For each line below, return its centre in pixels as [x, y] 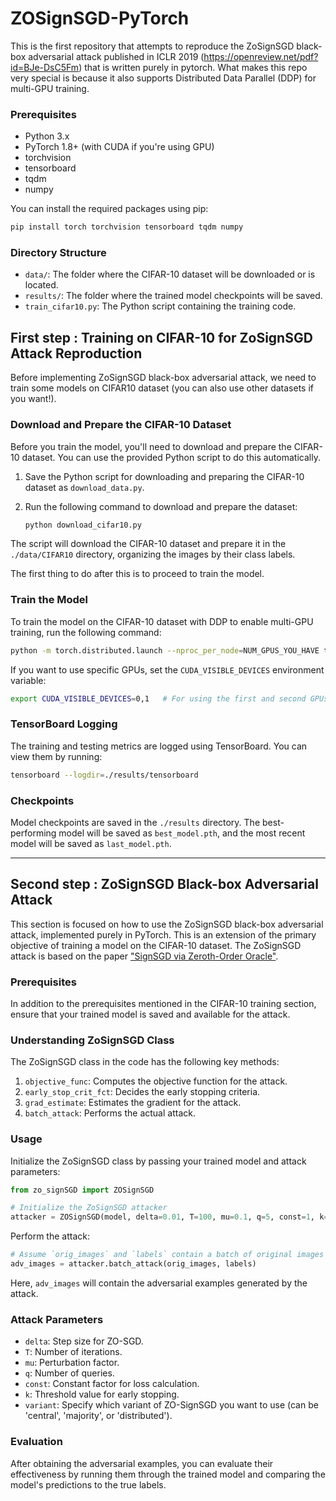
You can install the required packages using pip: [109, 209]
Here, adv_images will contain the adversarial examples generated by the [159, 1283]
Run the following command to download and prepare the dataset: [161, 506]
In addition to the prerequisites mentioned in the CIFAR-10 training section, [163, 1004]
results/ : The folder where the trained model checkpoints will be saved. [173, 296]
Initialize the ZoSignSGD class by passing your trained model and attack [158, 1161]
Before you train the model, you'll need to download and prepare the [151, 446]
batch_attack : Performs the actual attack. [110, 1113]
